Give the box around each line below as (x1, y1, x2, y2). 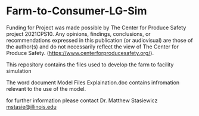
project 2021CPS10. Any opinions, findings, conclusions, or (6, 30, 151, 37)
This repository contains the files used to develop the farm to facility (6, 61, 174, 68)
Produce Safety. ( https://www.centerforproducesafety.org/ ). (6, 49, 154, 56)
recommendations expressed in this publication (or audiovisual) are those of (6, 36, 193, 44)
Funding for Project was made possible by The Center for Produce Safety (6, 24, 186, 31)
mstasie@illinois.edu (6, 103, 57, 110)
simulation (6, 67, 32, 74)
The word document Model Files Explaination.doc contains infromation (6, 79, 180, 86)
